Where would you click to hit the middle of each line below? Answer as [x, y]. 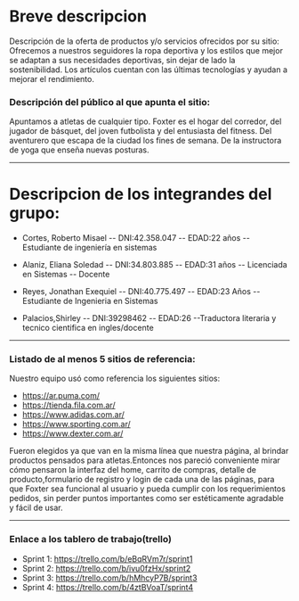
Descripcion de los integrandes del [141, 194]
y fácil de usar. [36, 508]
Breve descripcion [78, 16]
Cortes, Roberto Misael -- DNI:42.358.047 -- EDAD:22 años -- [136, 238]
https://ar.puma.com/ [61, 396]
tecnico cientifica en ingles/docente [88, 328]
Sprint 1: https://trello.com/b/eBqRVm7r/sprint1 [107, 558]
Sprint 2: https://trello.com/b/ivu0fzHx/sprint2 [106, 568]
